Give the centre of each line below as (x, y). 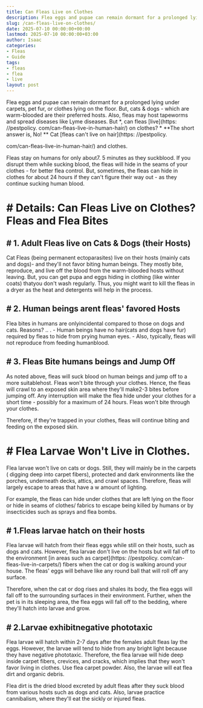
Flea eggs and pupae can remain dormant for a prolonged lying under (93, 102)
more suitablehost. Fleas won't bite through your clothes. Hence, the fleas (98, 382)
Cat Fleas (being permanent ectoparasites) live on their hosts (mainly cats (98, 257)
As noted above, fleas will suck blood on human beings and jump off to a (97, 376)
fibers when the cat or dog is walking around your (125, 565)
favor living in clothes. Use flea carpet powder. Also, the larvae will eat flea (99, 668)
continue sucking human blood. (46, 183)
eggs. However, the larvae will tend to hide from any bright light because (97, 649)
